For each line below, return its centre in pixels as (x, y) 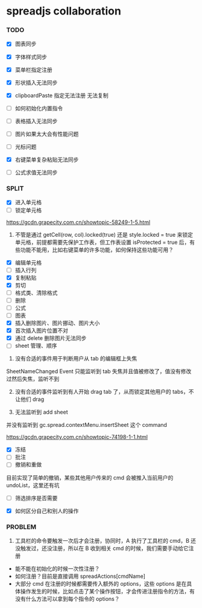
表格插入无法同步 (36, 121)
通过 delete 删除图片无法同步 (51, 338)
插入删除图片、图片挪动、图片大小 (57, 323)
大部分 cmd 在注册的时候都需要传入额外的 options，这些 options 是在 (101, 583)
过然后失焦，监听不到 (33, 379)
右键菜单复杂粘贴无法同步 (47, 160)
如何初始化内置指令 (39, 108)
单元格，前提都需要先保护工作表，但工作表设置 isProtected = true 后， (102, 242)
